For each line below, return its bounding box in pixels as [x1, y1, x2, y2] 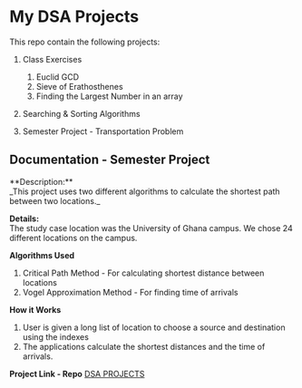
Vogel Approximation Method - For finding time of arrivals [22, 286, 239, 297]
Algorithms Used [9, 249, 75, 260]
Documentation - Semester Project [9, 152, 210, 168]
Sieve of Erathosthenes [35, 81, 124, 92]
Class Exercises [22, 53, 83, 64]
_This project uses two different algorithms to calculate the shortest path [9, 186, 280, 197]
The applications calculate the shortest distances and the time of [22, 341, 266, 352]
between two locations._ [9, 195, 101, 206]
